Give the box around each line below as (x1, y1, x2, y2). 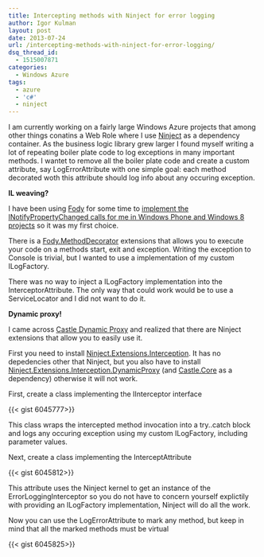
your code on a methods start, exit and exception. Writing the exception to (8, 244, 252, 255)
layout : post (8, 26, 52, 34)
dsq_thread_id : (8, 49, 59, 56)
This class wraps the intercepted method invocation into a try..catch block (8, 420, 251, 430)
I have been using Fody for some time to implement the (8, 204, 189, 213)
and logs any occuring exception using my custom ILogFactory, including (8, 429, 248, 438)
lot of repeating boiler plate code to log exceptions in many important (8, 148, 235, 158)
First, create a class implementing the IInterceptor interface (8, 389, 203, 399)
